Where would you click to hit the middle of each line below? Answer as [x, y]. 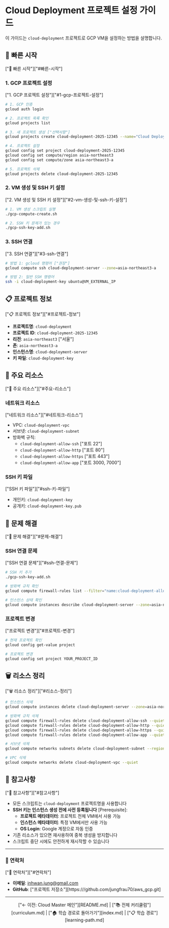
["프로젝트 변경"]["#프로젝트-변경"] [40, 631]
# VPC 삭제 [16, 758]
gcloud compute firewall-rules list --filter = [55, 591]
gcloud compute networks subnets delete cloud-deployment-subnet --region [85, 749]
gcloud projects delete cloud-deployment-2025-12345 [62, 174]
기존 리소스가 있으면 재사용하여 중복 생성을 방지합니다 [65, 835]
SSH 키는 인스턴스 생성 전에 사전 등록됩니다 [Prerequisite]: [70, 810]
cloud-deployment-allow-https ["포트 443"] [65, 456]
